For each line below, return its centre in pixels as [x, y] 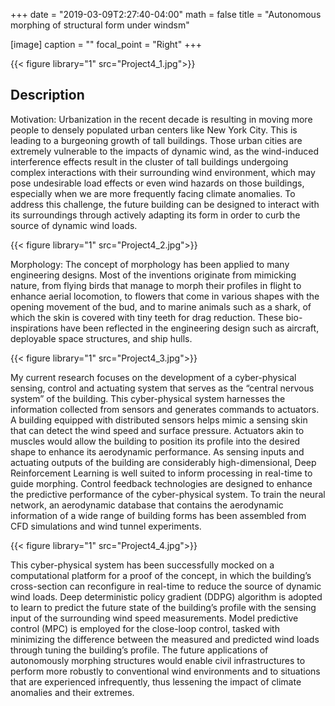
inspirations [34, 328]
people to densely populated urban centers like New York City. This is [154, 130]
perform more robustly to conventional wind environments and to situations [165, 671]
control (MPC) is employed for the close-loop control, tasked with [145, 628]
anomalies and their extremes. [72, 692]
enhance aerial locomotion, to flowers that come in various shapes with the [165, 296]
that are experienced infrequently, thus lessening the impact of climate [156, 681]
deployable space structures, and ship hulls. [101, 338]
